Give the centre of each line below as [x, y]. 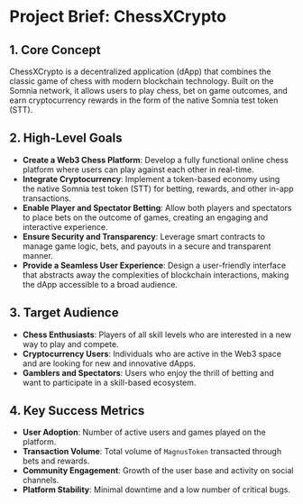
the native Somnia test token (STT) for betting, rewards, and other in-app [158, 188]
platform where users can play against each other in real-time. [138, 170]
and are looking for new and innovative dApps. [109, 363]
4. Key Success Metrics [77, 411]
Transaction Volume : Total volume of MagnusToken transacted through [152, 452]
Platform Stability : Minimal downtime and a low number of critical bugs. [156, 490]
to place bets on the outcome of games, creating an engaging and [145, 217]
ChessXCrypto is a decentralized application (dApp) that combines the [141, 71]
